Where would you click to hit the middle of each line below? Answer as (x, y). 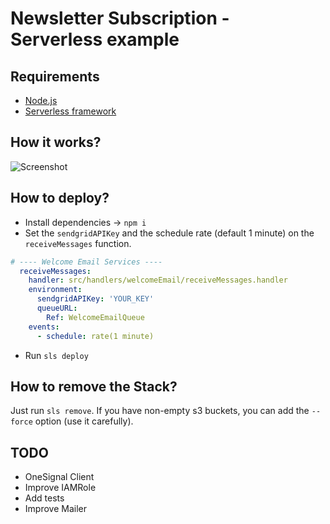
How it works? (56, 142)
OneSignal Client (59, 477)
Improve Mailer (55, 509)
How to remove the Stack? (94, 386)
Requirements (55, 76)
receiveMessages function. (78, 243)
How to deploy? (60, 198)
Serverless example (95, 39)
